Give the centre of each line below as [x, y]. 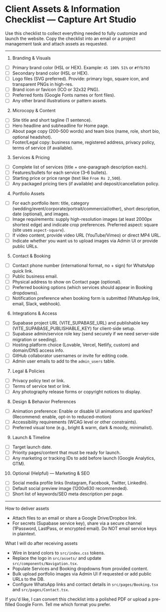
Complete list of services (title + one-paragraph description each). [80, 167]
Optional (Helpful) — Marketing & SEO [51, 473]
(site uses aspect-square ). [39, 230]
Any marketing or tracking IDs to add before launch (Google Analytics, [84, 458]
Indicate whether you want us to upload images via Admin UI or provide [85, 241]
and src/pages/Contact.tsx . [41, 590]
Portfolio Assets [28, 193]
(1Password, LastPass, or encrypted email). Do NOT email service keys [84, 529]
